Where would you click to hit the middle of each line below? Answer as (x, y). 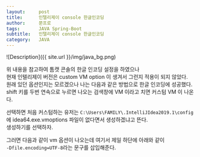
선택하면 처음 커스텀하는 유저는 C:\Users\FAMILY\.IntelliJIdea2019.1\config (100, 112)
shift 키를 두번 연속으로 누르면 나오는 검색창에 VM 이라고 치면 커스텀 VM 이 (94, 92)
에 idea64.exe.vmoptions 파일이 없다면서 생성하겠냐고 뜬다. (77, 120)
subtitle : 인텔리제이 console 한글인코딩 (55, 34)
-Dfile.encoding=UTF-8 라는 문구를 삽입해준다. (61, 147)
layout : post (28, 12)
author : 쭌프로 (29, 23)
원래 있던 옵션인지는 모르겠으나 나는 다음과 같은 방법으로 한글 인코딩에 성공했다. (99, 84)
